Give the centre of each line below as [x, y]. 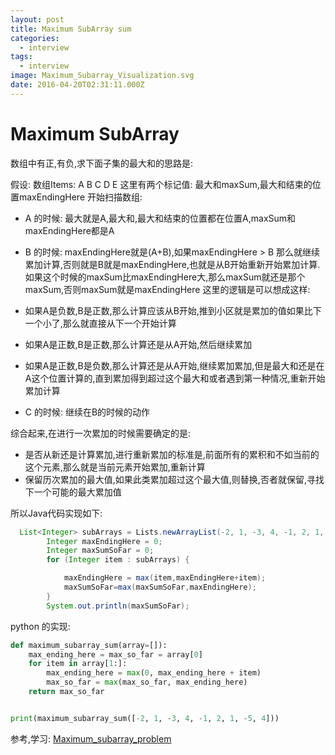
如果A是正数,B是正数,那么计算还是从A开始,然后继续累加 [138, 344]
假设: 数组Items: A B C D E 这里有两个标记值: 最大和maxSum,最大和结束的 [161, 184]
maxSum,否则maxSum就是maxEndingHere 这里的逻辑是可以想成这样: [167, 289]
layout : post [37, 19]
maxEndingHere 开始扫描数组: [80, 197]
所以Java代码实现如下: [56, 513]
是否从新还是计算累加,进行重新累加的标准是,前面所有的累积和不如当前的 [172, 454]
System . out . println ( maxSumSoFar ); [118, 606]
